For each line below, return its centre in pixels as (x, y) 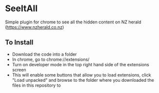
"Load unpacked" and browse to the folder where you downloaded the (83, 80)
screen (19, 70)
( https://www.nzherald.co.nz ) (35, 27)
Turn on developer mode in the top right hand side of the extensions (81, 64)
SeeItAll (21, 9)
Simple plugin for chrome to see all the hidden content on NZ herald (73, 22)
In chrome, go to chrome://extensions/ (51, 59)
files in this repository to (36, 85)
